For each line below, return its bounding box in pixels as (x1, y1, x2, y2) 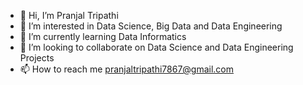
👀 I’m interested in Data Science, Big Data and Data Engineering (19, 20, 283, 32)
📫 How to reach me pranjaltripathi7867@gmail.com (19, 63, 235, 75)
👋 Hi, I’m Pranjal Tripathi (19, 10, 119, 21)
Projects (19, 52, 55, 64)
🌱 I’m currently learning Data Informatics (19, 31, 187, 42)
